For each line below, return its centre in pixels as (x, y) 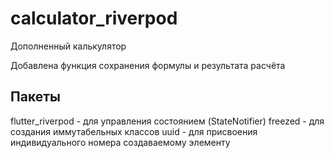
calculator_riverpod (94, 18)
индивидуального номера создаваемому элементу (120, 142)
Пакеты (35, 97)
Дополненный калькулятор (68, 46)
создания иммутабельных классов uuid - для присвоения (134, 131)
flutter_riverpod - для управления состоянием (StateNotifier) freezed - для (167, 121)
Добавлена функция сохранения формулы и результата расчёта (148, 65)
